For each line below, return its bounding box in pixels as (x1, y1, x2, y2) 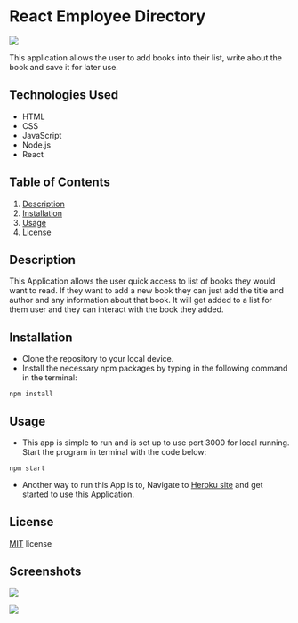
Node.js (21, 140, 52, 150)
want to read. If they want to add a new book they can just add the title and (9, 285, 285, 296)
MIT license (9, 538, 52, 548)
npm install (9, 389, 53, 399)
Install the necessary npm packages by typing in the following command (21, 363, 288, 374)
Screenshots (9, 564, 82, 579)
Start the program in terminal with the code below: (21, 447, 207, 457)
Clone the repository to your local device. (21, 354, 174, 364)
